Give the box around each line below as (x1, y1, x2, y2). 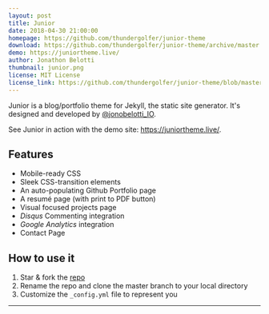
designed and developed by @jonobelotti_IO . (8, 109, 156, 118)
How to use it (8, 251, 75, 264)
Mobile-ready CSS (19, 169, 82, 178)
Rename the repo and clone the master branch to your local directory (19, 281, 248, 291)
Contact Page (19, 229, 66, 238)
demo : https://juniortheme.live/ (8, 49, 120, 57)
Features (8, 147, 54, 161)
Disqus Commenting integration (19, 211, 125, 221)
